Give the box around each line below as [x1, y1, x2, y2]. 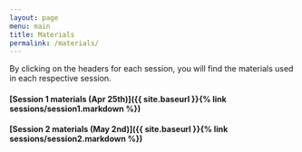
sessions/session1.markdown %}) [9, 103, 141, 114]
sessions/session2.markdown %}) [9, 133, 143, 145]
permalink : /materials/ [9, 38, 100, 48]
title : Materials [9, 30, 75, 39]
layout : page [9, 13, 59, 23]
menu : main [9, 22, 51, 31]
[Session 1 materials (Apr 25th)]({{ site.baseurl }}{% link [9, 93, 227, 104]
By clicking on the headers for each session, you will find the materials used [9, 63, 294, 74]
